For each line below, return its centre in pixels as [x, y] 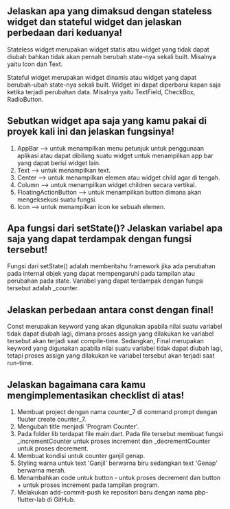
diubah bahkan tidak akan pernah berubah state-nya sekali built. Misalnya [112, 56]
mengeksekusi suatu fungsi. [57, 199]
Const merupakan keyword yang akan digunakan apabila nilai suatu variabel [115, 327]
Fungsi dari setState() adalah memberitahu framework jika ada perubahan [112, 266]
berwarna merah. [42, 470]
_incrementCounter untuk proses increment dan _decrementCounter [114, 441]
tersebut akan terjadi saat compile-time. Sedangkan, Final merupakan [105, 341]
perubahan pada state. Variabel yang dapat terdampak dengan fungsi [105, 281]
